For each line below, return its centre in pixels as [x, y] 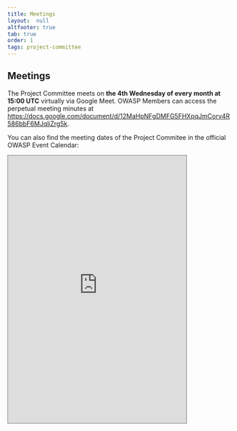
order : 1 [20, 41]
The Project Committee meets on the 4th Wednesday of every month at [114, 93]
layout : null [29, 21]
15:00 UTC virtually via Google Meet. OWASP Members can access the [112, 101]
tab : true [22, 34]
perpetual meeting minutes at [51, 108]
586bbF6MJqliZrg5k [37, 123]
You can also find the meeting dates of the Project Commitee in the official [117, 137]
